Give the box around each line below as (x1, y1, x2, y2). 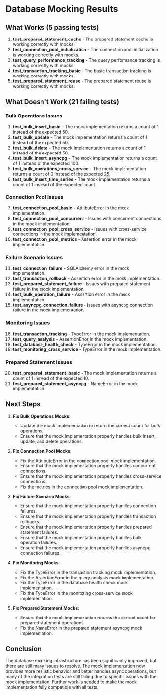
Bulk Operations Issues (5, 113, 63, 119)
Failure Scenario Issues (5, 254, 63, 261)
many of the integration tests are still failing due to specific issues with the (5, 673, 157, 679)
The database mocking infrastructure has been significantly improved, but (5, 657, 157, 663)
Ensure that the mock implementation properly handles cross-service (20, 473, 162, 479)
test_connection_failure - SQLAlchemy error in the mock (12, 265, 130, 271)
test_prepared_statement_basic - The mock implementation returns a (12, 370, 157, 376)
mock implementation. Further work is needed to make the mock (5, 679, 137, 685)
